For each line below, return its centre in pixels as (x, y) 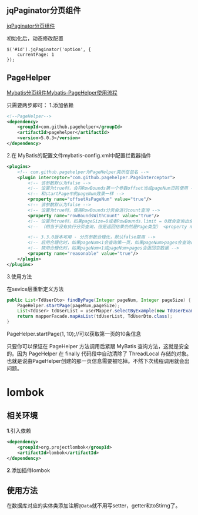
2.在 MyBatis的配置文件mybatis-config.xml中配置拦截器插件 (79, 155)
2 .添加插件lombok (28, 470)
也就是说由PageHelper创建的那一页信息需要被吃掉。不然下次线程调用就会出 (98, 361)
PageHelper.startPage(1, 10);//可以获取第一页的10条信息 (74, 334)
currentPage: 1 (36, 55)
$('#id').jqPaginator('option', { (49, 49)
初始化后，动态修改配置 (35, 38)
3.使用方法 (19, 276)
